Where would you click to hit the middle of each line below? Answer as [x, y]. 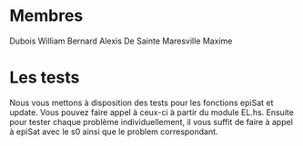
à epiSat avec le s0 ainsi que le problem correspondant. [114, 131]
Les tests [45, 78]
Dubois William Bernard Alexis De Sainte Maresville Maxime [121, 41]
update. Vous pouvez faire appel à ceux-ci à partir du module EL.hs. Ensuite [151, 112]
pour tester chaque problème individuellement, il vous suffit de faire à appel [151, 122]
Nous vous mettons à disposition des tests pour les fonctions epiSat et [141, 102]
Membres [46, 16]
